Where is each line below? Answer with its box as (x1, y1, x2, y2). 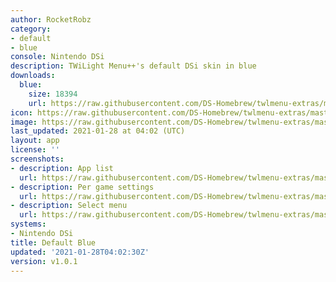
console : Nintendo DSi (10, 52, 105, 62)
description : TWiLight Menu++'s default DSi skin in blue (10, 61, 257, 71)
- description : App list (10, 163, 114, 173)
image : (10, 117, 38, 127)
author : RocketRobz (10, 14, 92, 25)
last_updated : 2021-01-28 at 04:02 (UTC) (10, 126, 186, 136)
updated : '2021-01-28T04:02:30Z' (10, 247, 150, 257)
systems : (10, 219, 47, 230)
